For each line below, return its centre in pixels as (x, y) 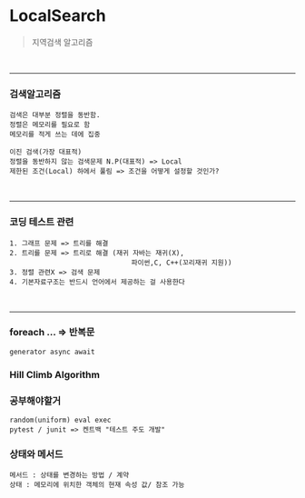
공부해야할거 (35, 401)
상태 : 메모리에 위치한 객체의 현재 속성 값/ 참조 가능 (97, 485)
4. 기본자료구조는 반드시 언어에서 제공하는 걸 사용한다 (97, 282)
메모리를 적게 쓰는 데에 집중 (55, 134)
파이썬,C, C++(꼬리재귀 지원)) (182, 263)
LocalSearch (58, 16)
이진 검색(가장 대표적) (46, 152)
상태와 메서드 (36, 453)
